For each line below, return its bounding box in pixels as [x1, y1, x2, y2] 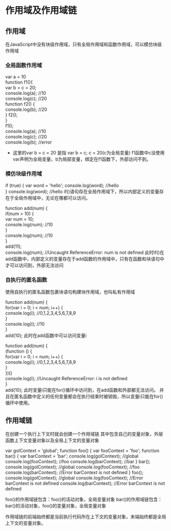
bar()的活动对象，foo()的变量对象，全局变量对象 [5, 502, 106, 508]
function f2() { [5, 101, 35, 107]
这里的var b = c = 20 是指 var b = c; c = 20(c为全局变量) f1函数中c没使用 [12, 150, 165, 156]
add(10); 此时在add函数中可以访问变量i [5, 332, 87, 339]
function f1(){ [5, 79, 33, 85]
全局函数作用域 [5, 62, 42, 69]
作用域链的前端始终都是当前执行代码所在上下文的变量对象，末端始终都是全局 [5, 514, 166, 520]
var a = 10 [5, 74, 27, 80]
